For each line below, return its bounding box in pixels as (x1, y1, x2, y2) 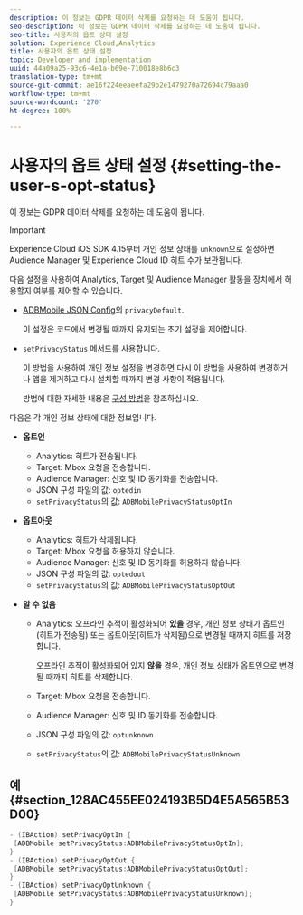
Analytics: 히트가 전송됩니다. (35, 450, 138, 462)
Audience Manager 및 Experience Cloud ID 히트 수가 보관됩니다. (9, 255, 243, 265)
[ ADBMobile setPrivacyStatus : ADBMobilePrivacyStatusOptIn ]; (13, 839, 245, 848)
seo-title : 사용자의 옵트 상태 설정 (9, 30, 128, 39)
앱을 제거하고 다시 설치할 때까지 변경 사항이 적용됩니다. (32, 373, 226, 385)
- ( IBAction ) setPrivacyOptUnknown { (9, 881, 152, 891)
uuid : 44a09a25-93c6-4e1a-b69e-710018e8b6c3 (9, 64, 180, 73)
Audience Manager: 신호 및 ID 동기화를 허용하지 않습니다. (35, 557, 242, 568)
